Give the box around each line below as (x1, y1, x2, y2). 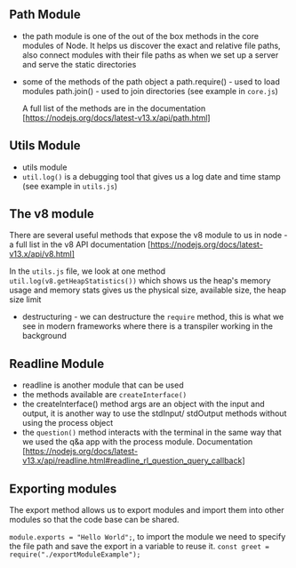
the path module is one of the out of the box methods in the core (21, 30, 260, 41)
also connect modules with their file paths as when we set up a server (21, 49, 279, 60)
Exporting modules (9, 481, 117, 496)
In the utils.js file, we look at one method (9, 266, 166, 276)
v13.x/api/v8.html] (9, 249, 76, 260)
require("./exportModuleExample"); (9, 550, 141, 559)
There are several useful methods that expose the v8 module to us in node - (9, 230, 288, 241)
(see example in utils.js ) (21, 180, 118, 191)
